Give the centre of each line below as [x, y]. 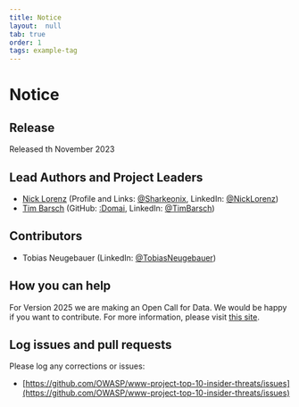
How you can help [60, 286]
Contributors [46, 236]
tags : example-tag [43, 51]
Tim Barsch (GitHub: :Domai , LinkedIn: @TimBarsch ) [119, 208]
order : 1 [25, 42]
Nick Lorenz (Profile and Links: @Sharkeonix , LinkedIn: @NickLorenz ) [150, 198]
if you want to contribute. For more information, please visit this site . [135, 317]
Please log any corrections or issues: [77, 366]
